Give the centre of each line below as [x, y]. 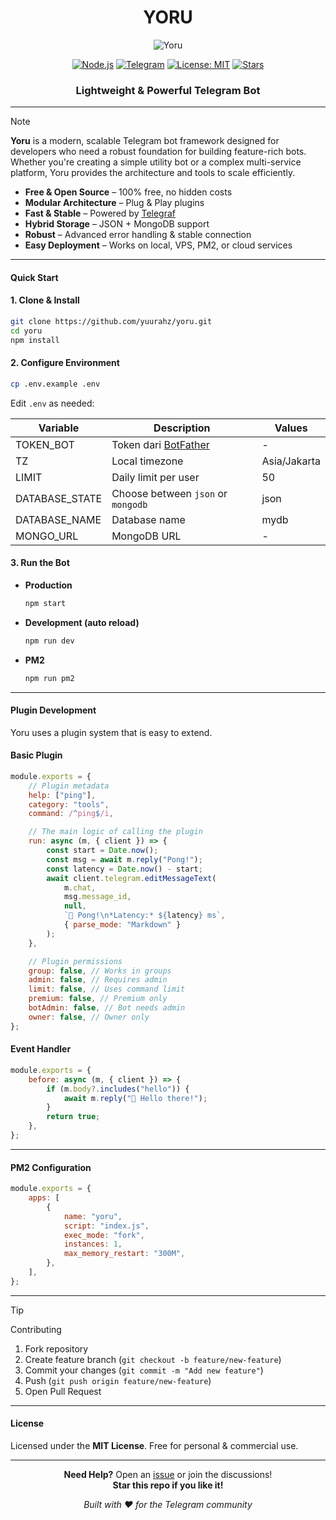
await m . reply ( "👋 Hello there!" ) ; [135, 1098]
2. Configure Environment [65, 363]
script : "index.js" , [106, 1226]
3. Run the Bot [40, 563]
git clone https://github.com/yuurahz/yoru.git [111, 322]
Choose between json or [169, 493]
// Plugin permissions [75, 961]
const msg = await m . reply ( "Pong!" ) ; [124, 859]
